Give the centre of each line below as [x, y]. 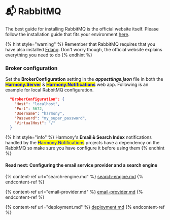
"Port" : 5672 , [29, 109]
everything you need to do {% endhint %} [49, 55]
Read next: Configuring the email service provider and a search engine [81, 165]
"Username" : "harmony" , [40, 113]
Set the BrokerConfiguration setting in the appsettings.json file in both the [84, 79]
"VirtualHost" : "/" [35, 123]
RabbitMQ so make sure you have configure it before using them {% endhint [85, 148]
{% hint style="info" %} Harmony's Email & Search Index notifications [79, 137]
